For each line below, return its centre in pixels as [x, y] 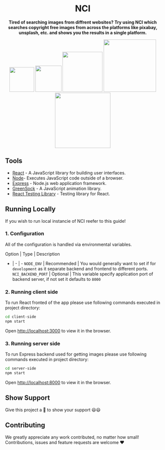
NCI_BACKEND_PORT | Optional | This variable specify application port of [83, 274]
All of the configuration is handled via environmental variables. [68, 244]
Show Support [28, 398]
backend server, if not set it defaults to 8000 [56, 279]
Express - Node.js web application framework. [59, 183]
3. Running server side [33, 343]
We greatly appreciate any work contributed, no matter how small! [72, 437]
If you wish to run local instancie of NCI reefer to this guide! [66, 221]
